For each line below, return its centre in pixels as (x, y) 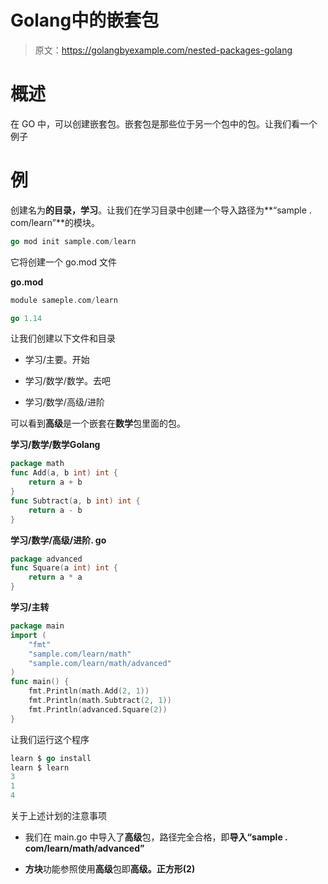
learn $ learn (40, 767)
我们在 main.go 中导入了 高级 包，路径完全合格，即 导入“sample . (156, 837)
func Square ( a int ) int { (64, 568)
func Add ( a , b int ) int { (64, 473)
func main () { (40, 682)
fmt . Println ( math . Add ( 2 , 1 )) (89, 691)
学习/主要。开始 (57, 360)
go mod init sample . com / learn (73, 241)
